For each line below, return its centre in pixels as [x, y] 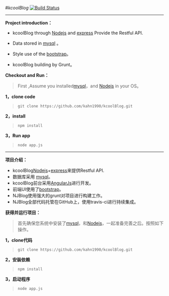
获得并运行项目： [23, 213]
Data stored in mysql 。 [37, 43]
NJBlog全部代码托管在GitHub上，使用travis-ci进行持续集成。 [75, 202]
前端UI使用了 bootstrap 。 [38, 189]
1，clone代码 [19, 240]
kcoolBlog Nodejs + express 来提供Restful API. [58, 170]
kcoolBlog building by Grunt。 [44, 65]
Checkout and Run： [27, 75]
